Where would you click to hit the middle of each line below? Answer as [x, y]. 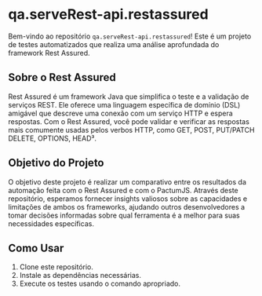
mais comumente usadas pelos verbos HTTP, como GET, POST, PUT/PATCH [131, 130]
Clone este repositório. [56, 267]
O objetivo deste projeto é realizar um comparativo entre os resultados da [127, 181]
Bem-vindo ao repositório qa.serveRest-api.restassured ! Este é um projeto [130, 36]
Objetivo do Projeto [56, 163]
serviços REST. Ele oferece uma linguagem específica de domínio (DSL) [124, 104]
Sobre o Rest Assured [62, 77]
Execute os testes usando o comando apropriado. [100, 283]
